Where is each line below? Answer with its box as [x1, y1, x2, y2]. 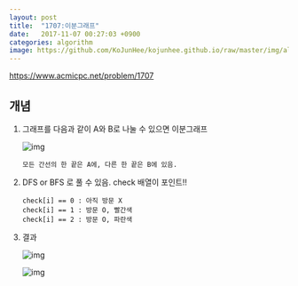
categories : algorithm [9, 37, 93, 47]
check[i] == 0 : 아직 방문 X [21, 196, 122, 205]
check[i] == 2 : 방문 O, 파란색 [21, 215, 133, 224]
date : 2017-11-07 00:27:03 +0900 [9, 29, 141, 38]
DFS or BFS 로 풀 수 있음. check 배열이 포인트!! [21, 177, 188, 187]
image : [9, 46, 34, 55]
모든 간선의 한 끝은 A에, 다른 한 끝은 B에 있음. [21, 160, 177, 169]
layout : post [9, 12, 58, 22]
